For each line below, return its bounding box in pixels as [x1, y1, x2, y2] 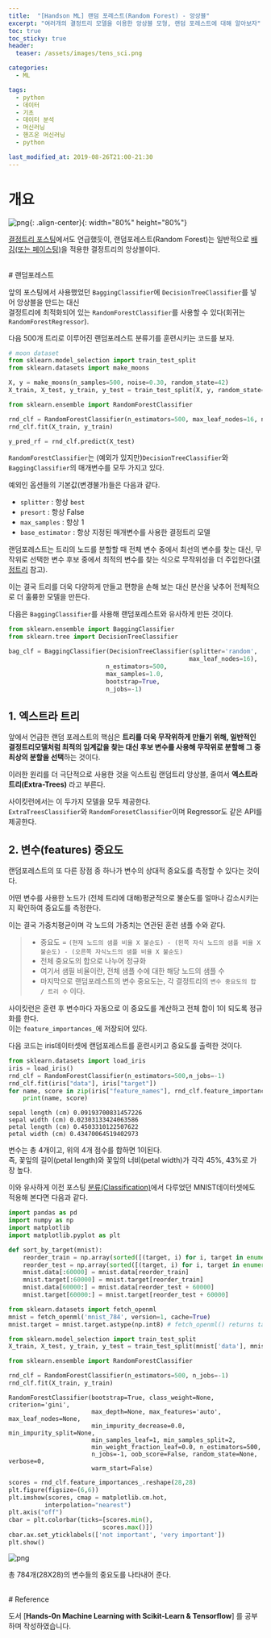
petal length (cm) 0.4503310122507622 [8, 1123, 139, 1131]
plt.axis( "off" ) [8, 1508, 63, 1517]
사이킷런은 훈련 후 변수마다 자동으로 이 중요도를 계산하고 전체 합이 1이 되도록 [8, 1004, 248, 1013]
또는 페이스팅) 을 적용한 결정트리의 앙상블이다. [17, 244, 161, 254]
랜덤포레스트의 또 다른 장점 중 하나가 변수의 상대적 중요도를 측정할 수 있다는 [8, 866, 245, 875]
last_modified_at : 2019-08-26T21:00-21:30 [8, 153, 153, 161]
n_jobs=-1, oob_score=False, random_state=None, [91, 1450, 258, 1458]
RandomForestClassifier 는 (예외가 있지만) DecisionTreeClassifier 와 [8, 453, 229, 462]
